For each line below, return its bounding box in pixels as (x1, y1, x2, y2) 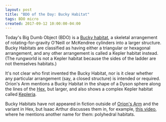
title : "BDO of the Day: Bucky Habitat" (5, 12, 90, 17)
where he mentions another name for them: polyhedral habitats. (5, 112, 135, 118)
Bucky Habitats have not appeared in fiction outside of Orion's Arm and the (5, 101, 159, 107)
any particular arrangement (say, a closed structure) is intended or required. (5, 76, 161, 81)
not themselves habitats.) (5, 61, 57, 67)
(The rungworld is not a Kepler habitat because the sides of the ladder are (5, 55, 156, 62)
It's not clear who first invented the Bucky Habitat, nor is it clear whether (5, 70, 154, 77)
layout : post (5, 7, 32, 12)
